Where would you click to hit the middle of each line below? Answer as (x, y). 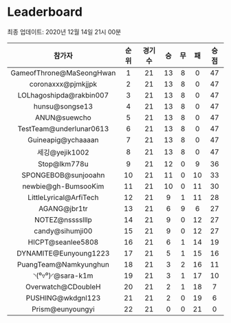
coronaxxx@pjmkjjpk (63, 84)
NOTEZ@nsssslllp (63, 219)
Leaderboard (45, 12)
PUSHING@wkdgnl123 (63, 298)
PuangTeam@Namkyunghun (63, 264)
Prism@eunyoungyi (63, 309)
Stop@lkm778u (63, 164)
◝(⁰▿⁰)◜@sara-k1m (63, 276)
